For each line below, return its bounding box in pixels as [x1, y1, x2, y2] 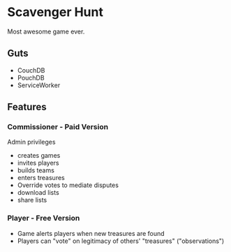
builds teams [17, 166, 54, 175]
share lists [17, 196, 47, 205]
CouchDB [17, 66, 45, 74]
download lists [17, 188, 59, 197]
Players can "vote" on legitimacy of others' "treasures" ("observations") [17, 237, 225, 245]
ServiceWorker [17, 81, 61, 89]
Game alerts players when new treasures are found [17, 229, 165, 237]
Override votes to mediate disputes [17, 181, 119, 189]
